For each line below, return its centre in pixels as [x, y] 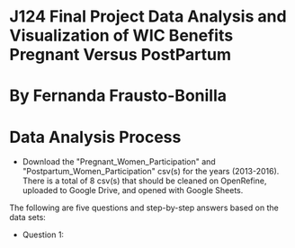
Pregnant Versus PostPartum [121, 55]
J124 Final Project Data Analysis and [148, 17]
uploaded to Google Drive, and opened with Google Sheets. [133, 190]
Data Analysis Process [95, 137]
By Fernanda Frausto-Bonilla [118, 96]
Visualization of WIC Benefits [121, 35]
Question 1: [43, 235]
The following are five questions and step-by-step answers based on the [144, 208]
